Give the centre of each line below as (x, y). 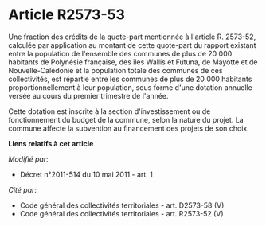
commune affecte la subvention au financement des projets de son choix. (129, 128)
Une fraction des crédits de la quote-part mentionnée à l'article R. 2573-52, (132, 37)
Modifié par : (29, 159)
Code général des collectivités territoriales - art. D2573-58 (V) (122, 205)
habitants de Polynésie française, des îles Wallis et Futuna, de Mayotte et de (133, 62)
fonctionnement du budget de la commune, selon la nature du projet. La (126, 119)
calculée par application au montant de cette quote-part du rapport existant (132, 45)
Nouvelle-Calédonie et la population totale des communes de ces (115, 70)
